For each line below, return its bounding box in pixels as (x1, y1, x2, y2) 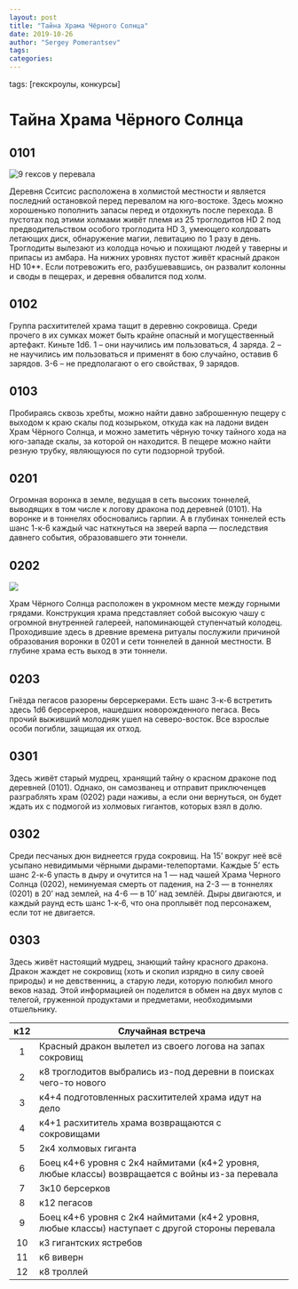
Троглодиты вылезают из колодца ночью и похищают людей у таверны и (9, 243, 288, 253)
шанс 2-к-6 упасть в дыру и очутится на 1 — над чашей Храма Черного (9, 869, 281, 880)
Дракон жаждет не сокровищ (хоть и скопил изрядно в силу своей (9, 965, 264, 976)
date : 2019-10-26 (9, 29, 74, 38)
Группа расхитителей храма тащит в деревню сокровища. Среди (9, 320, 257, 331)
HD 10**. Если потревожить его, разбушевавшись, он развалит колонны (9, 261, 286, 272)
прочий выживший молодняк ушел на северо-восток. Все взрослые (9, 714, 270, 725)
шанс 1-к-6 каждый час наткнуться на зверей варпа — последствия (9, 523, 269, 533)
